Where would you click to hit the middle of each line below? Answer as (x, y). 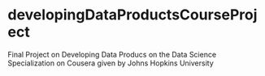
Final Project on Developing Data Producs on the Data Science (112, 54)
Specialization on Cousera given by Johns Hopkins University (111, 63)
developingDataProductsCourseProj (132, 15)
